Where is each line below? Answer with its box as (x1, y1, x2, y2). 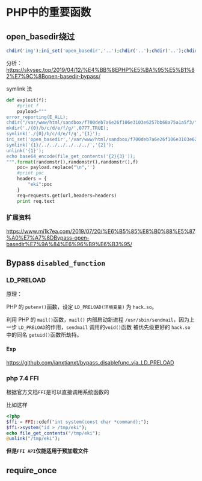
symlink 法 (6, 85, 32, 92)
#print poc (17, 170, 44, 176)
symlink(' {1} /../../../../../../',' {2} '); (6, 142, 114, 148)
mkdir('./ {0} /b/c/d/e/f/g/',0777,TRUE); (6, 125, 109, 132)
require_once (6, 465, 57, 476)
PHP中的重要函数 (6, 5, 91, 19)
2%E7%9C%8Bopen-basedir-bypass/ (6, 72, 101, 80)
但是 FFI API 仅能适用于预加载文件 (6, 447, 89, 454)
